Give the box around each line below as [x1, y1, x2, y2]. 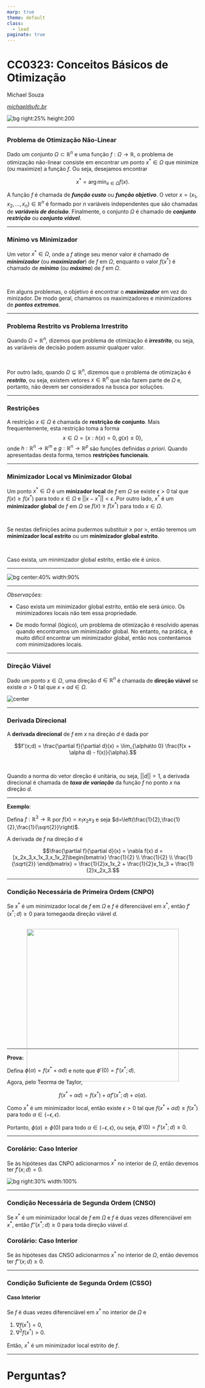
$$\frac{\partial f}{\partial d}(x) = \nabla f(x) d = [42, 847, 164, 855]
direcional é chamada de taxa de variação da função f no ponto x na [7, 779, 181, 786]
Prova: [7, 1054, 24, 1061]
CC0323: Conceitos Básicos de [7, 58, 169, 72]
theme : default [7, 15, 46, 21]
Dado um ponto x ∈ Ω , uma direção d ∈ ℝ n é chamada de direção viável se [7, 675, 198, 684]
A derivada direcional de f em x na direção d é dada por [7, 730, 148, 738]
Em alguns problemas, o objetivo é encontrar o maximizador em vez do [7, 288, 187, 295]
